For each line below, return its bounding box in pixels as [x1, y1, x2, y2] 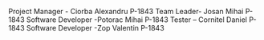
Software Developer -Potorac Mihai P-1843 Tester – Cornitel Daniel [26, 15, 247, 24]
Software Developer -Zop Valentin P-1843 [26, 24, 164, 32]
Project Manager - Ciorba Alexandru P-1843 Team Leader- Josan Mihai [8, 7, 244, 16]
